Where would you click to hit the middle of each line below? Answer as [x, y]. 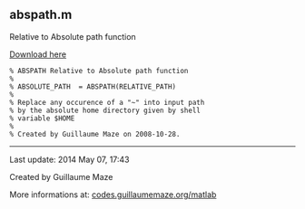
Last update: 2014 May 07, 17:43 [69, 159]
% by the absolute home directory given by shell [105, 110]
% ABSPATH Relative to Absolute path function [99, 71]
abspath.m [41, 15]
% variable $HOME [42, 118]
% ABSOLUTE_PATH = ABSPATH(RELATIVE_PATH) [93, 86]
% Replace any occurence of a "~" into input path [107, 102]
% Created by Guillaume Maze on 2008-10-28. [95, 134]
